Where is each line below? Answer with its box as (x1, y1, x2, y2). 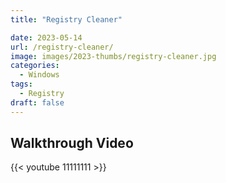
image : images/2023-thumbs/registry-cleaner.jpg (10, 51, 217, 61)
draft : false (10, 97, 65, 108)
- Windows (19, 70, 60, 80)
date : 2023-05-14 (10, 32, 83, 43)
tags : (10, 79, 33, 90)
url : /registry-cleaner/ (10, 42, 114, 52)
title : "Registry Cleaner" (10, 14, 123, 25)
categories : (10, 61, 60, 71)
